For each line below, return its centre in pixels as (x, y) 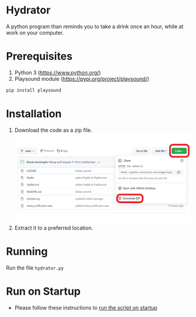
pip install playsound (34, 90)
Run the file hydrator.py (35, 268)
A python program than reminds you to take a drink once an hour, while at (95, 26)
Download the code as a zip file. (53, 130)
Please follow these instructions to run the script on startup (86, 308)
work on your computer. (35, 32)
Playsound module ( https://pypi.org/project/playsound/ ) (82, 79)
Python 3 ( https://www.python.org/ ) (58, 72)
